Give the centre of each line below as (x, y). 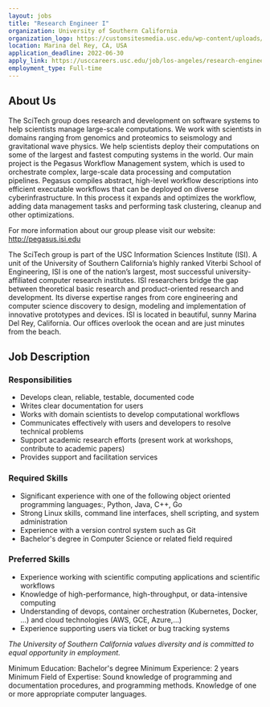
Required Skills (38, 478)
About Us (32, 101)
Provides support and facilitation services (89, 457)
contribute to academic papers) (72, 449)
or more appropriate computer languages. (78, 693)
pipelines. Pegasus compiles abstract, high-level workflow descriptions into (133, 180)
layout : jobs (30, 16)
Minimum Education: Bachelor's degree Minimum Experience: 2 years (124, 668)
